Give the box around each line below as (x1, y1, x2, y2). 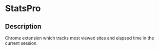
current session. (5, 40, 38, 46)
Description (5, 22, 41, 31)
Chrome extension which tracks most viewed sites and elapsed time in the (5, 35, 155, 41)
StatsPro (5, 3, 41, 14)
